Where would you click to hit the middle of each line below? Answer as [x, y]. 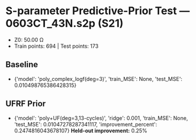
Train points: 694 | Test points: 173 [56, 46]
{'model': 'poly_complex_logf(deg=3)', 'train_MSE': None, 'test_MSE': [98, 79]
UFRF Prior [26, 104]
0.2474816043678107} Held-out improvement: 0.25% [81, 131]
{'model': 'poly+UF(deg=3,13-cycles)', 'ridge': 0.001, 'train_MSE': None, [101, 118]
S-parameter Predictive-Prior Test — [98, 11]
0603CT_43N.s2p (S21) [65, 23]
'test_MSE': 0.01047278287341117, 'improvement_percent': [86, 124]
